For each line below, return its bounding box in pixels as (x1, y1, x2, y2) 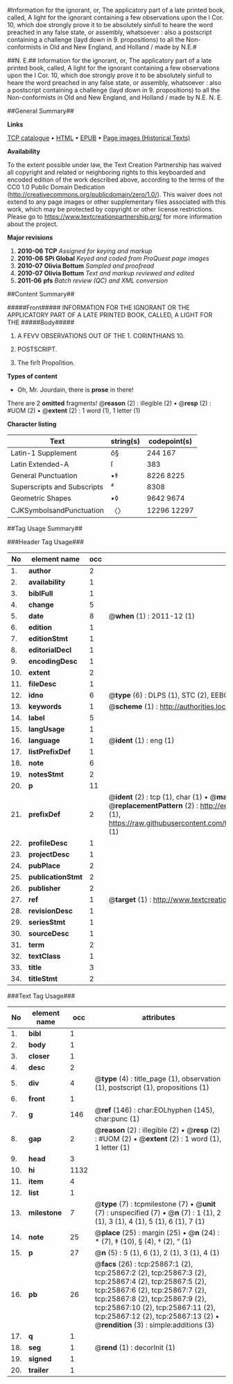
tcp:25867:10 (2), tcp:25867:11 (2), (94, 1303, 216, 1312)
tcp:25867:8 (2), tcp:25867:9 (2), (94, 1294, 207, 1303)
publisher (28, 884, 61, 893)
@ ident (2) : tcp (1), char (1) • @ (108, 793, 217, 802)
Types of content (7, 372, 58, 380)
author (28, 566, 51, 575)
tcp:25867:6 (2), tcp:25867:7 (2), (94, 1285, 207, 1295)
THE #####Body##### (7, 318, 75, 326)
